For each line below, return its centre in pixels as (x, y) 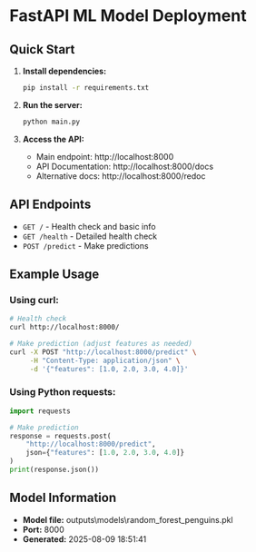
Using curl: (34, 300)
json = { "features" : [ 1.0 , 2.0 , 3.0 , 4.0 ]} (105, 453)
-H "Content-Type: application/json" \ (105, 360)
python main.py (51, 122)
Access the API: (53, 139)
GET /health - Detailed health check (90, 236)
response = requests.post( (60, 436)
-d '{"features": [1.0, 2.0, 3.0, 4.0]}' (109, 369)
